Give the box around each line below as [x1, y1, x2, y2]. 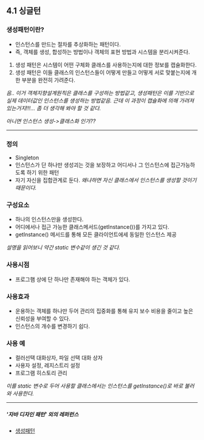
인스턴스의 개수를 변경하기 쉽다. [15, 322, 90, 330]
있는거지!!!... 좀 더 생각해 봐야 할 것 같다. [6, 104, 101, 111]
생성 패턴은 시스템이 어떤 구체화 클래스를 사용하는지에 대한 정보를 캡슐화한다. [15, 61, 197, 68]
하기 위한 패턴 [26, 169, 59, 176]
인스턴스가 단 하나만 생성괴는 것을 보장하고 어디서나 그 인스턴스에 [15, 161, 169, 169]
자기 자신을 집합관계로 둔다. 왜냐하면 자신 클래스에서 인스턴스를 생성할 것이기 [15, 176, 197, 184]
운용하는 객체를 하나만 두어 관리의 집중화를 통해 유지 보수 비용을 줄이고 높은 [15, 307, 194, 315]
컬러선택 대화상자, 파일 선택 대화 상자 [15, 354, 103, 361]
